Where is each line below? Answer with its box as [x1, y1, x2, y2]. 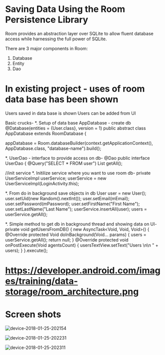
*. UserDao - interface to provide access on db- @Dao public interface [5, 155, 150, 161]
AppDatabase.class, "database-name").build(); [5, 145, 101, 151]
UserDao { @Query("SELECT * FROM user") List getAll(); [5, 160, 123, 166]
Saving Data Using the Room [5, 3, 126, 15]
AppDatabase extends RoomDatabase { [5, 130, 87, 136]
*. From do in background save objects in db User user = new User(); [5, 190, 147, 196]
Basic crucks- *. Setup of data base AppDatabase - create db [5, 119, 131, 125]
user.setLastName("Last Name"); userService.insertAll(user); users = [5, 206, 147, 212]
